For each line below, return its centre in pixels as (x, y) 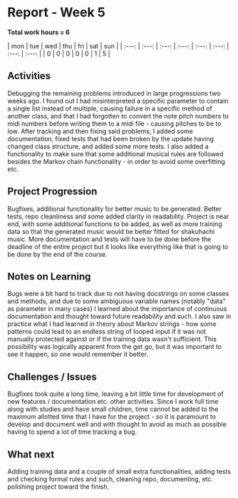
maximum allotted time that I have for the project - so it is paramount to (112, 417)
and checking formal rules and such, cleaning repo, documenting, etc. (110, 479)
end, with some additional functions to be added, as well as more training (115, 224)
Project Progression (52, 192)
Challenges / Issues (52, 376)
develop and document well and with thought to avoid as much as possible (117, 425)
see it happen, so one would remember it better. (78, 355)
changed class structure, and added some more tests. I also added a (108, 146)
